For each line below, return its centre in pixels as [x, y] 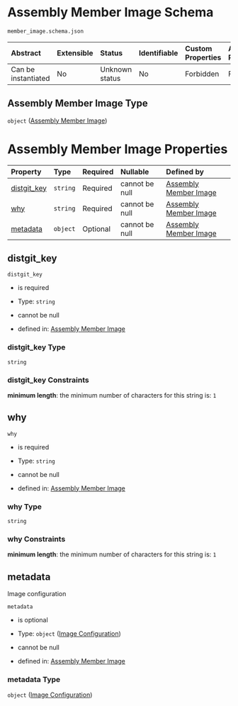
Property [26, 172]
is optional [33, 620]
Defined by [185, 172]
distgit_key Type [36, 347]
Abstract [26, 52]
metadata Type [34, 680]
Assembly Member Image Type [78, 103]
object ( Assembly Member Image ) [57, 121]
